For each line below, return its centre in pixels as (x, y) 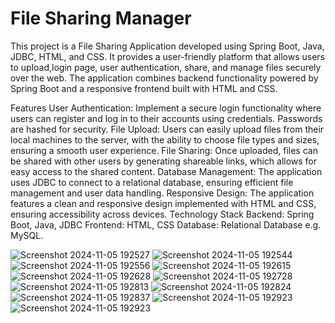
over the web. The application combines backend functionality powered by (164, 78)
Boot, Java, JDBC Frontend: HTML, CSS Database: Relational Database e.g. (166, 224)
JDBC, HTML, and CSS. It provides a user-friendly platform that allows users (168, 56)
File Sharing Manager (101, 18)
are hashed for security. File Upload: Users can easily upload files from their (167, 129)
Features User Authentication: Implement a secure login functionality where (166, 108)
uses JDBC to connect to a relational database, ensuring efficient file (152, 182)
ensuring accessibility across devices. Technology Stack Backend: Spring (162, 214)
